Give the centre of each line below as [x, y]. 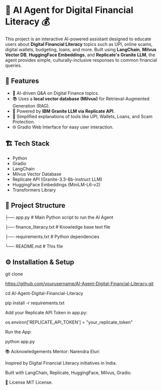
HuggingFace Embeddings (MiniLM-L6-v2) [56, 184]
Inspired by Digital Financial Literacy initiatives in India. [61, 363]
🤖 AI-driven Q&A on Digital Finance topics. [56, 93]
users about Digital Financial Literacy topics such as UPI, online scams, [79, 44]
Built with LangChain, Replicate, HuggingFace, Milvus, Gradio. [69, 373]
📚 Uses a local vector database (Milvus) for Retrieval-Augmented [81, 99]
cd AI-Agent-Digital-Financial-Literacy [44, 293]
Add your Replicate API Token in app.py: [46, 313]
